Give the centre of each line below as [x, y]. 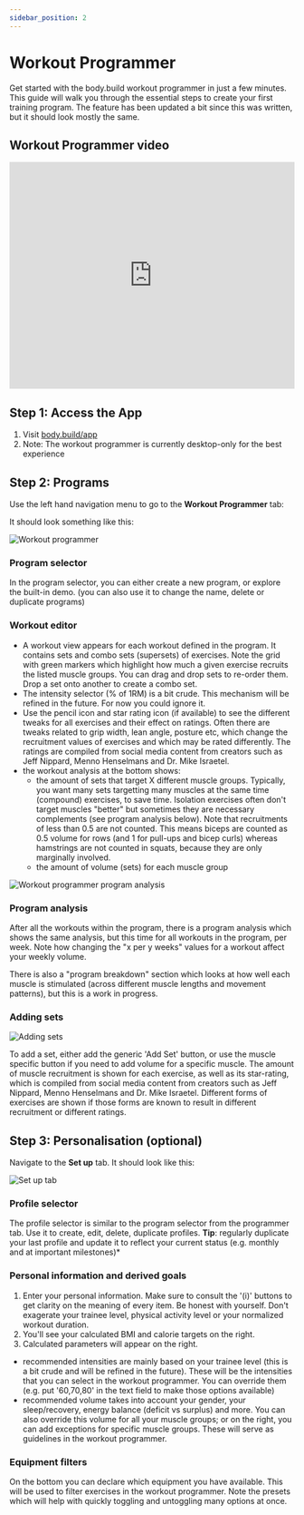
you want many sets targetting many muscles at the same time [152, 789]
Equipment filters [48, 1461]
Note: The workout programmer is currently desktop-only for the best [152, 445]
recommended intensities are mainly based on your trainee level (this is [155, 1361]
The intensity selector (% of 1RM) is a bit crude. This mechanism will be [156, 693]
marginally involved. [73, 857]
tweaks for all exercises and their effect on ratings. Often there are [146, 722]
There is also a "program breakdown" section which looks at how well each [150, 974]
